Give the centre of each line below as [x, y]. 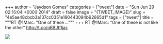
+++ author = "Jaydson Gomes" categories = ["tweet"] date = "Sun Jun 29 [80, 7]
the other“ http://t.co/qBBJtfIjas [36, 28]
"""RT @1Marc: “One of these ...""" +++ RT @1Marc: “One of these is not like [81, 22]
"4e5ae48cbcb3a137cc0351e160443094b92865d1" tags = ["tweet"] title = [80, 17]
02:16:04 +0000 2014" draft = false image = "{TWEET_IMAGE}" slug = [75, 12]
